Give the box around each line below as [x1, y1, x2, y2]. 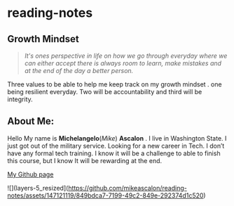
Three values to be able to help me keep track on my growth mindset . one [7, 80, 222, 89]
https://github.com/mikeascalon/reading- [67, 184, 187, 192]
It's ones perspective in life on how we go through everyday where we [24, 51, 228, 60]
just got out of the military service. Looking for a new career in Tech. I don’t [7, 141, 225, 150]
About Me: [7, 115, 55, 127]
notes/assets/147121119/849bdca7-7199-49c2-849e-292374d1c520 [7, 191, 204, 200]
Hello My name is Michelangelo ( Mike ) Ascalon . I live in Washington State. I [7, 134, 227, 142]
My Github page [7, 170, 54, 179]
